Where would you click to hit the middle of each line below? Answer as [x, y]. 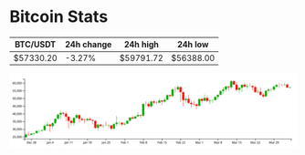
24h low [193, 45]
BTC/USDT [36, 45]
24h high [142, 45]
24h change [89, 45]
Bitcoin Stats [59, 17]
